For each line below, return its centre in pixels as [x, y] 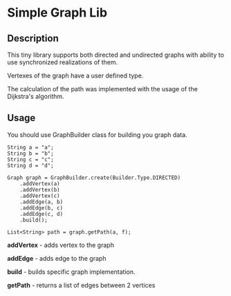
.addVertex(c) [40, 196]
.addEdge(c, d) [41, 214]
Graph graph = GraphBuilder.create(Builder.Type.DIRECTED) [94, 178]
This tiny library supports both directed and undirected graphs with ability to [116, 55]
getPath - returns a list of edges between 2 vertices [81, 285]
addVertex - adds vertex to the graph [61, 245]
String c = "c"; [30, 159]
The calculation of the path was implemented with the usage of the [103, 89]
